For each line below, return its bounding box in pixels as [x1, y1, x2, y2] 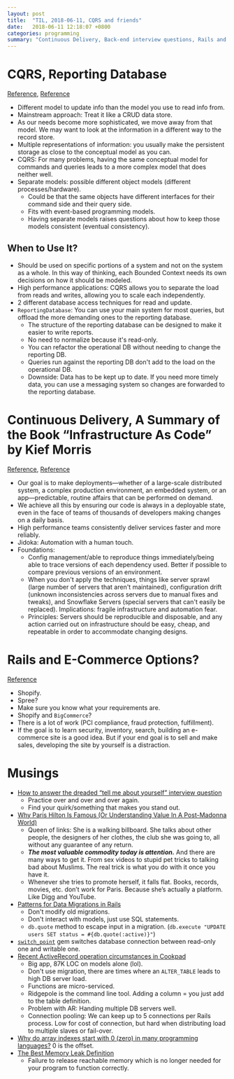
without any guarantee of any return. [27, 840, 134, 849]
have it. [27, 870, 50, 879]
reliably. [17, 530, 41, 539]
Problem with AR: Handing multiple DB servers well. [27, 1004, 177, 1012]
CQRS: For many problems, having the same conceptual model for [17, 155, 208, 164]
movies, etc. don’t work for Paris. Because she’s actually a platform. [27, 885, 224, 893]
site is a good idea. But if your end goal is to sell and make [50, 733, 218, 742]
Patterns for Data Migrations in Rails [17, 900, 121, 908]
